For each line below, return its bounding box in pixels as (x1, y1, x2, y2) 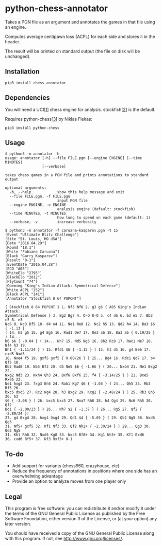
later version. (5, 521, 32, 527)
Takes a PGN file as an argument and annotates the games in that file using (5, 19, 155, 25)
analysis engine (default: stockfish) (57, 207, 136, 212)
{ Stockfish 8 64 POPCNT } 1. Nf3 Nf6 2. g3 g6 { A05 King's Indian (5, 305, 146, 309)
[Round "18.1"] (5, 245, 36, 250)
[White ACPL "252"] (5, 288, 45, 292)
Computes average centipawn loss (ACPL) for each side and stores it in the (5, 34, 155, 39)
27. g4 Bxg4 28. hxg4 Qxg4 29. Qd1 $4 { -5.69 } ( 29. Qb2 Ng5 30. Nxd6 (5, 416, 155, 420)
